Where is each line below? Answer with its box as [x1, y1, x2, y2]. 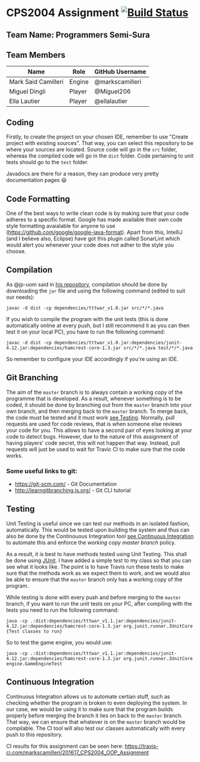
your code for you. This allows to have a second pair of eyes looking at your [6, 427, 192, 434]
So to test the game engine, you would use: [6, 638, 113, 646]
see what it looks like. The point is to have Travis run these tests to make [6, 563, 185, 570]
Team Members [6, 50, 65, 60]
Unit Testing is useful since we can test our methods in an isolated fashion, [6, 520, 190, 527]
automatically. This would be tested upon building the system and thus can [6, 526, 190, 533]
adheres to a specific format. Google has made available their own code [6, 216, 183, 223]
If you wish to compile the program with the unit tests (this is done [6, 315, 168, 322]
